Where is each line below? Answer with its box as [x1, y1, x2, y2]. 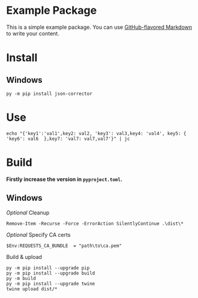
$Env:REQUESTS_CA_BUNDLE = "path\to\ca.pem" [6, 243, 122, 249]
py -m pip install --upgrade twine [6, 281, 95, 287]
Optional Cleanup [6, 208, 50, 216]
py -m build [6, 275, 36, 281]
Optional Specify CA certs [6, 231, 71, 238]
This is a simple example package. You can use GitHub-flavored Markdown [6, 23, 193, 31]
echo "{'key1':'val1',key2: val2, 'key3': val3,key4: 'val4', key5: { [6, 130, 187, 136]
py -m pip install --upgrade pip [6, 265, 90, 271]
